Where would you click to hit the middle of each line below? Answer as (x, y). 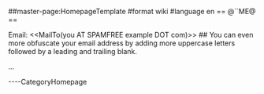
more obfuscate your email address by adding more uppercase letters (122, 43)
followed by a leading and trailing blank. (73, 51)
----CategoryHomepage (48, 82)
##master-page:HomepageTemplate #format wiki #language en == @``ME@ (132, 11)
